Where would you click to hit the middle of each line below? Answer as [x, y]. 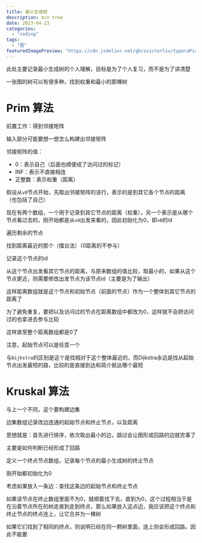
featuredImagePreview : [35, 51]
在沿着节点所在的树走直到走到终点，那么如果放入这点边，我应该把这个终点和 [101, 506]
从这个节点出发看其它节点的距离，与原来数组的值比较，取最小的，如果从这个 [101, 271]
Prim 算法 [30, 108]
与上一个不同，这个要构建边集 [43, 409]
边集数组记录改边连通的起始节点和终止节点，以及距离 [72, 422]
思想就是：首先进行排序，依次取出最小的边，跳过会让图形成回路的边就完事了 [101, 435]
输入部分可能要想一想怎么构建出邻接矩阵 [56, 138]
